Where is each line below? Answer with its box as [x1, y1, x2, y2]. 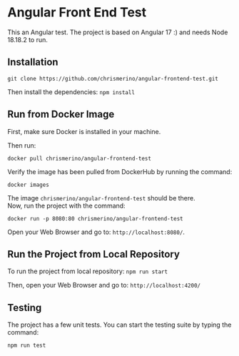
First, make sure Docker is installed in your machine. [7, 127, 161, 136]
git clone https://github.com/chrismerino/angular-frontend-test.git [7, 75, 219, 82]
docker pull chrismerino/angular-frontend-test [7, 155, 152, 162]
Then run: [7, 141, 36, 150]
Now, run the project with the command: [7, 201, 126, 210]
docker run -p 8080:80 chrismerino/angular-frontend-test [7, 215, 183, 222]
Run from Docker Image [7, 108, 115, 121]
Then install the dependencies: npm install [7, 87, 136, 96]
